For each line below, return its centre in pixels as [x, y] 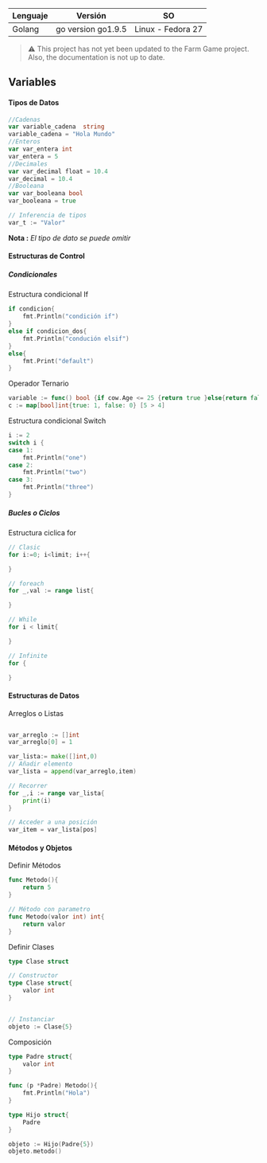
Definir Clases [31, 946]
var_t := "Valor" [37, 222]
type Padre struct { [41, 1056]
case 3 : [21, 480]
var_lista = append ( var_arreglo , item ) [72, 772]
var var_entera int [41, 149]
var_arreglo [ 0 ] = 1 [41, 742]
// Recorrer [28, 785]
